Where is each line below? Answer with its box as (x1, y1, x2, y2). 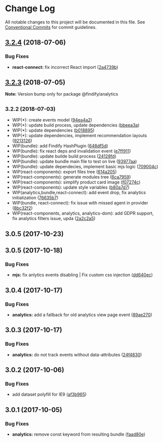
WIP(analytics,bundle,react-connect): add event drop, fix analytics (12, 190, 146, 196)
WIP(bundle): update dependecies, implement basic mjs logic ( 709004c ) (12, 164, 159, 170)
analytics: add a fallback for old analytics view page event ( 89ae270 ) (12, 312, 152, 318)
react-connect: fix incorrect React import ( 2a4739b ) (12, 64, 119, 70)
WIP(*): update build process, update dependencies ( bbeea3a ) (12, 122, 140, 128)
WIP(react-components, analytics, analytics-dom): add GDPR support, (12, 210, 154, 216)
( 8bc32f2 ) (12, 205, 33, 211)
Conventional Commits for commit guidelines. (5, 24, 97, 30)
